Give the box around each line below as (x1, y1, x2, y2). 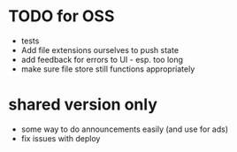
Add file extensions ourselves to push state (20, 44, 179, 55)
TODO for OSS (8, 6, 115, 27)
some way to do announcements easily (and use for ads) (20, 124, 229, 134)
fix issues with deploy (20, 133, 101, 143)
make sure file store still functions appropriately (20, 64, 195, 74)
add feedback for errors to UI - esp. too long (20, 54, 183, 65)
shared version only (8, 95, 158, 115)
